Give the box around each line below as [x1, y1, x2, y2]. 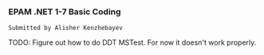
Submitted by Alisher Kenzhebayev [8, 24, 124, 32]
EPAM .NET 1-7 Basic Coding [8, 6, 121, 17]
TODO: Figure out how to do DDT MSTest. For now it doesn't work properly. [8, 38, 257, 47]
